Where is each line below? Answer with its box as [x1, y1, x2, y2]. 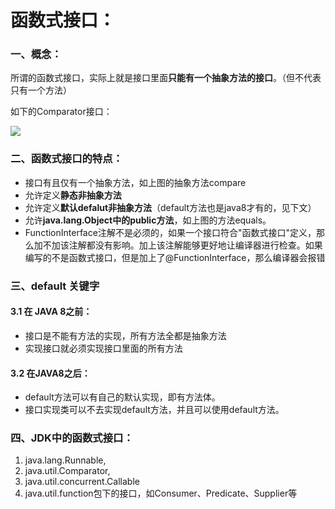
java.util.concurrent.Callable [24, 476, 140, 488]
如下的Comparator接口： [10, 106, 113, 118]
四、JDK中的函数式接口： [10, 431, 134, 445]
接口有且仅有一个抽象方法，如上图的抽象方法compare [24, 176, 247, 188]
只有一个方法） [10, 84, 72, 96]
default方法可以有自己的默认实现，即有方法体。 [24, 391, 221, 403]
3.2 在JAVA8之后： [10, 367, 91, 379]
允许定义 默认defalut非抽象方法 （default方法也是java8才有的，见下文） [24, 201, 317, 213]
